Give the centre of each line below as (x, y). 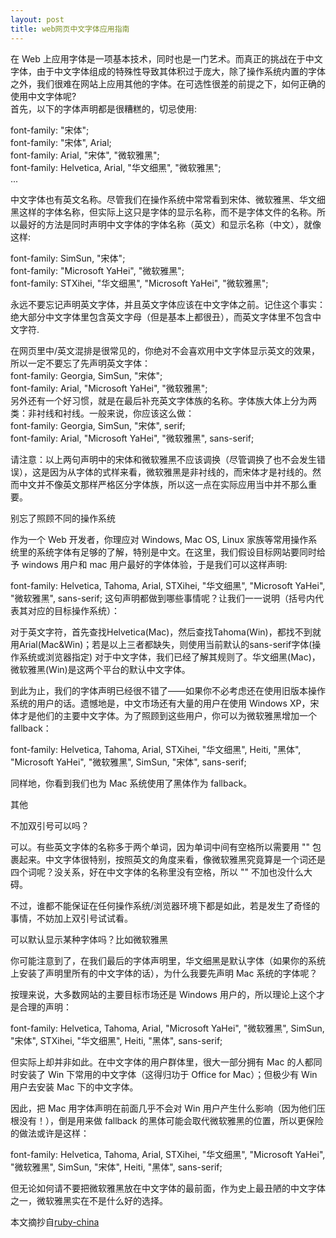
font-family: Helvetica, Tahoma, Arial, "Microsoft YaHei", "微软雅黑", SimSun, (167, 1028)
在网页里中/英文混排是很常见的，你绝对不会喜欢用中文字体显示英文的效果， (165, 350)
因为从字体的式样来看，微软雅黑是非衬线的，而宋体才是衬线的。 (181, 472)
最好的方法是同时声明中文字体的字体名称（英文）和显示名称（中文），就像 (170, 224)
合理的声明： (45, 1007)
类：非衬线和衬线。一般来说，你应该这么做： (102, 413)
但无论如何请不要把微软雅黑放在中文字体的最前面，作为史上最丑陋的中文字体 (168, 1188)
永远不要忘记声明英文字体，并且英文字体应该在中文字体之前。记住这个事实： (168, 304)
